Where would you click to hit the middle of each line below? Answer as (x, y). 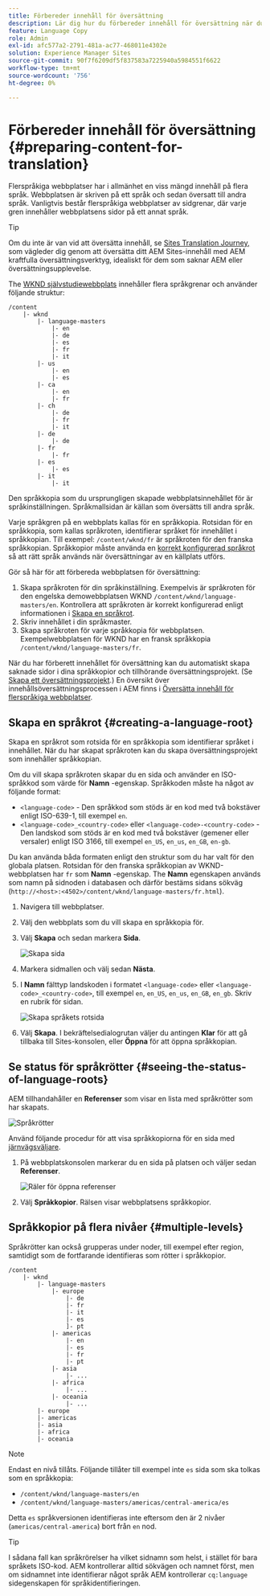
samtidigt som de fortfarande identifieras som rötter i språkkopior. (117, 1255)
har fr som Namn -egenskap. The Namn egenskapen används (157, 874)
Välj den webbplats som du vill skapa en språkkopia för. (112, 922)
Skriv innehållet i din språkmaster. (76, 622)
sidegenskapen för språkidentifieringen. (74, 1583)
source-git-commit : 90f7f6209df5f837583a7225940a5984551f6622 (115, 61)
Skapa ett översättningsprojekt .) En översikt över (89, 680)
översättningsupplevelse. (50, 269)
